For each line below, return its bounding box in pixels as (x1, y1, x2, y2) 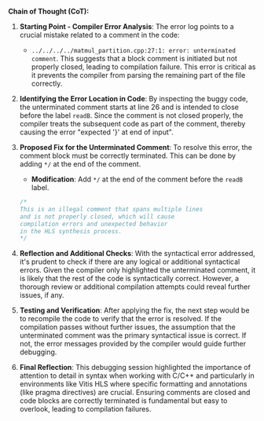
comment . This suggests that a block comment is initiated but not (31, 54, 238, 63)
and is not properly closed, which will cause (19, 212, 175, 221)
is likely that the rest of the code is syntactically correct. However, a (19, 274, 240, 284)
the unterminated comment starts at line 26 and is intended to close (19, 102, 240, 112)
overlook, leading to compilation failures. (19, 405, 152, 414)
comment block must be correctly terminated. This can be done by (19, 151, 236, 160)
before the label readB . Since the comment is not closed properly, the (19, 111, 244, 120)
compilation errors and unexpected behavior (19, 220, 168, 228)
